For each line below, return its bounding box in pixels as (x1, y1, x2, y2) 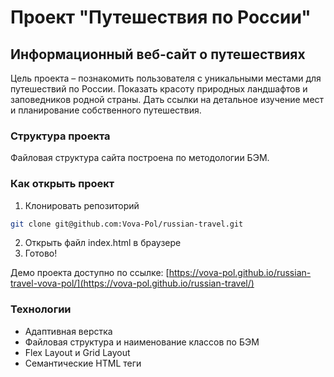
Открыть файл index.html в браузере (24, 237, 182, 249)
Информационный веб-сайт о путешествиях (10, 46, 306, 63)
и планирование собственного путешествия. (10, 104, 202, 116)
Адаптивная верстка (24, 325, 113, 337)
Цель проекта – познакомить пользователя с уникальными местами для (10, 72, 322, 84)
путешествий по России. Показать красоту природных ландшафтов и (10, 83, 308, 95)
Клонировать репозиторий (24, 199, 140, 211)
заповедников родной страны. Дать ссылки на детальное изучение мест (10, 94, 325, 105)
